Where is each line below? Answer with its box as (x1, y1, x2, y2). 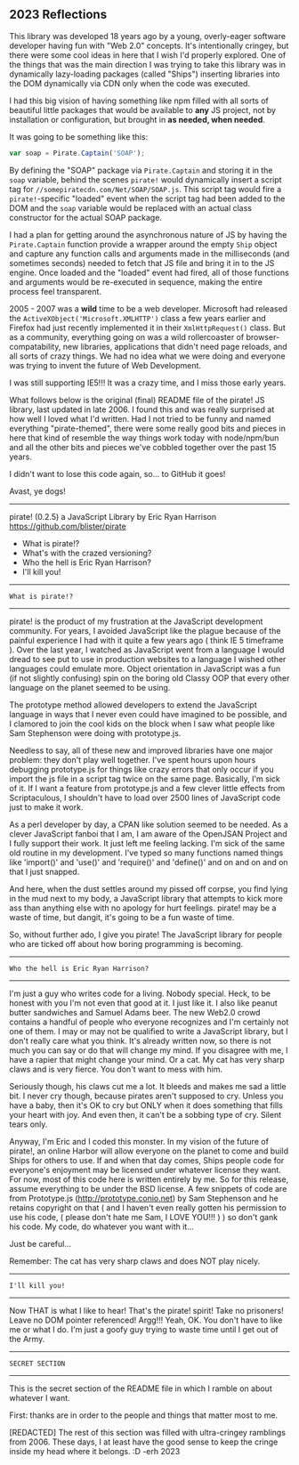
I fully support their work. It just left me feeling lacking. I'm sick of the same (9, 838, 286, 848)
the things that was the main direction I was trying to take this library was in (9, 59, 287, 69)
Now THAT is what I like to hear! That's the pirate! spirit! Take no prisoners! (9, 1305, 285, 1315)
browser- (246, 331, 280, 342)
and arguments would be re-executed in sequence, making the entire (9, 276, 263, 287)
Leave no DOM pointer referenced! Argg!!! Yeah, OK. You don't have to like (9, 1315, 283, 1325)
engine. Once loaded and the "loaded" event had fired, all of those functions (9, 267, 289, 278)
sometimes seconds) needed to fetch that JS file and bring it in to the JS (9, 257, 275, 268)
